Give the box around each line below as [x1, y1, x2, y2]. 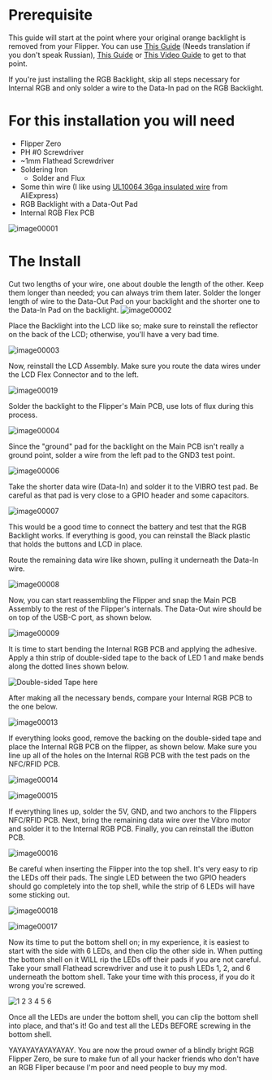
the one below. [8, 701, 58, 711]
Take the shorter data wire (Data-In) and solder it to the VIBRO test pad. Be [8, 481, 259, 491]
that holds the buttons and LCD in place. [8, 539, 144, 549]
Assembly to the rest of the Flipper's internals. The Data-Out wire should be [8, 604, 262, 613]
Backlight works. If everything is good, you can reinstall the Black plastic [8, 530, 251, 540]
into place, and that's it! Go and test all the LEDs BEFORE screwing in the [8, 1021, 252, 1030]
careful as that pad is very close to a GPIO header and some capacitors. [8, 490, 249, 500]
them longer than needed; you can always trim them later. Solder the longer [8, 288, 261, 297]
